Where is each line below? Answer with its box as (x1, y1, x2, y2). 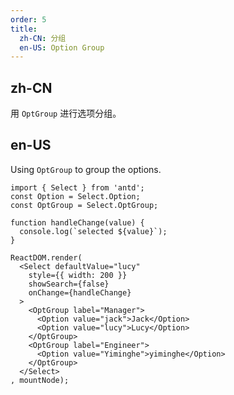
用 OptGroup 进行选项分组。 (10, 107, 122, 120)
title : (10, 24, 38, 34)
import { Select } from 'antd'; (10, 182, 145, 193)
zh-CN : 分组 (19, 33, 67, 43)
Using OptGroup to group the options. (10, 163, 162, 175)
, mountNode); (10, 375, 70, 385)
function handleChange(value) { (10, 217, 145, 228)
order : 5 (10, 14, 47, 25)
